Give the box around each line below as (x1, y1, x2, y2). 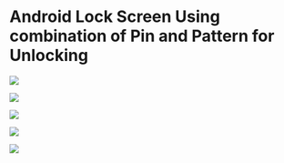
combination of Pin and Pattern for (9, 25, 275, 46)
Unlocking (9, 46, 89, 66)
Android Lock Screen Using (9, 6, 220, 27)
